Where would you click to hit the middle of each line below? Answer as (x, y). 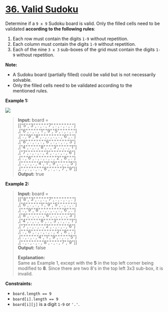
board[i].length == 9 (35, 299)
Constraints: (19, 284)
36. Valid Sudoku (42, 9)
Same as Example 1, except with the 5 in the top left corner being (86, 263)
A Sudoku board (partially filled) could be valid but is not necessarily (84, 74)
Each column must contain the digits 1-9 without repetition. (74, 44)
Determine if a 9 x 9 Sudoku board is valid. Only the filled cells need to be (82, 23)
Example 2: (17, 183)
